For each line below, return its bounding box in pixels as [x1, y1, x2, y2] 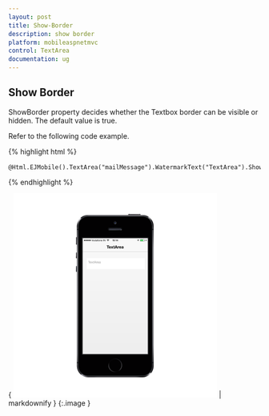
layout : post [8, 13, 52, 21]
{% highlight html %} [8, 147, 78, 156]
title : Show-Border [8, 21, 74, 30]
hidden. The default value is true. [8, 115, 118, 125]
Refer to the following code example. [8, 131, 130, 140]
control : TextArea [8, 46, 70, 55]
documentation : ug [8, 55, 70, 63]
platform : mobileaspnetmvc [8, 38, 98, 46]
